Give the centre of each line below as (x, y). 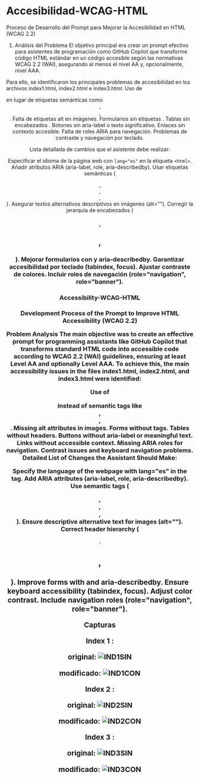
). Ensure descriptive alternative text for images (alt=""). (100, 522)
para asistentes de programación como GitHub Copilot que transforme (101, 51)
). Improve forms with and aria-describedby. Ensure (100, 582)
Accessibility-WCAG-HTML (100, 297)
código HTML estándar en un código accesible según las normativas (99, 58)
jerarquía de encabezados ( (100, 210)
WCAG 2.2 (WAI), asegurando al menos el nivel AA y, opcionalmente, (99, 64)
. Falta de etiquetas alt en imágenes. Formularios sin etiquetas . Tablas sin (100, 119)
